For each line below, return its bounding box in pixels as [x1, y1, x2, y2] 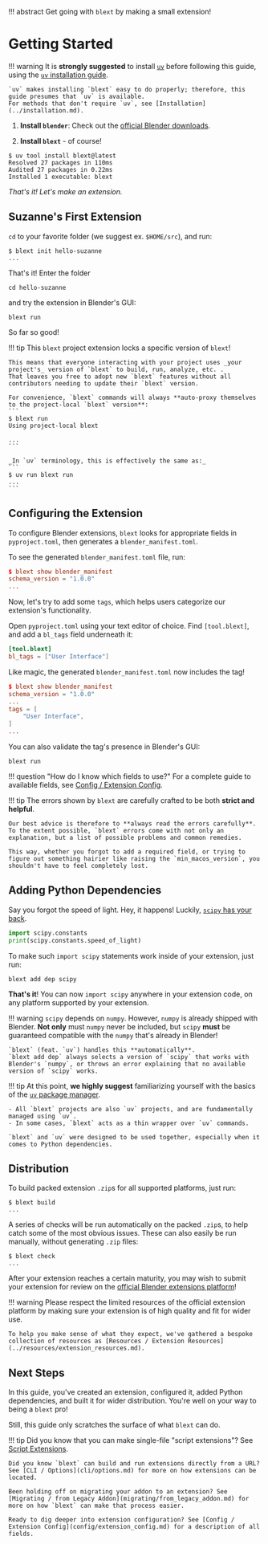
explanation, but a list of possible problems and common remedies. [8, 834, 242, 842]
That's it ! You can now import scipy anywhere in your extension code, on [8, 989, 253, 999]
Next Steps [8, 1366, 65, 1379]
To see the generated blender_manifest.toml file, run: [8, 552, 186, 561]
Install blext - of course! [19, 136, 102, 145]
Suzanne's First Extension [8, 210, 142, 224]
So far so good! [8, 327, 60, 336]
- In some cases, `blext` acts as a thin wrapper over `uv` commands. [8, 1119, 250, 1127]
